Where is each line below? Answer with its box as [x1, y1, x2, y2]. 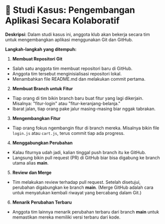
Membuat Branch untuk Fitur [12, 85, 73, 91]
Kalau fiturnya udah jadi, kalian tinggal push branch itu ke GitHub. [12, 149, 146, 155]
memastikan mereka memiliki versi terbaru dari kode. [12, 214, 121, 220]
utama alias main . [12, 160, 49, 166]
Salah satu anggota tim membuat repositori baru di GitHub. [12, 65, 133, 71]
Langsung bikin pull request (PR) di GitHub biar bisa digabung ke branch [12, 155, 160, 161]
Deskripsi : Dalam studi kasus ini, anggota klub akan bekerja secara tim [5, 31, 150, 37]
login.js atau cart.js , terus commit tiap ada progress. [12, 130, 125, 136]
